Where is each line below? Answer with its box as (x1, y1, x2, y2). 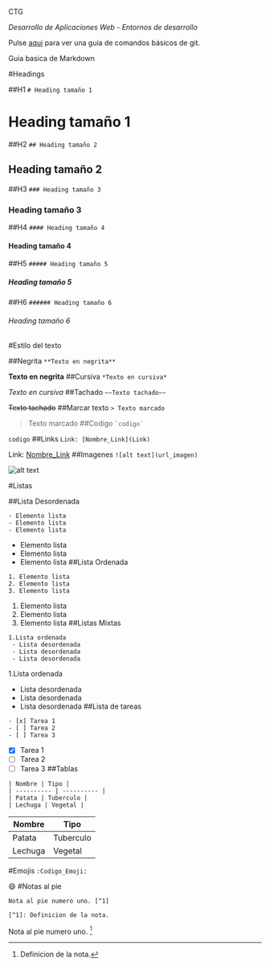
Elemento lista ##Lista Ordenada (19, 557, 129, 567)
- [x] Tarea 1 (8, 717, 56, 726)
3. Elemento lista (8, 587, 70, 595)
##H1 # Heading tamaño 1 (8, 84, 92, 94)
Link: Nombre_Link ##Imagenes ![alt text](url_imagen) (8, 450, 198, 459)
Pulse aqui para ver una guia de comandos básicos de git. (8, 38, 201, 47)
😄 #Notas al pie (8, 881, 62, 891)
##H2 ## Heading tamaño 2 (8, 139, 98, 149)
